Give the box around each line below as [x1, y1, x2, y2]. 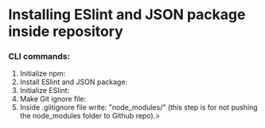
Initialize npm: [19, 69, 66, 79]
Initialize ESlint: [19, 86, 70, 95]
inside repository [8, 22, 123, 41]
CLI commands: [8, 51, 70, 62]
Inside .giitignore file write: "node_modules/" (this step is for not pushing [19, 103, 258, 112]
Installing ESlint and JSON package [8, 6, 246, 24]
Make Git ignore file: [19, 94, 87, 104]
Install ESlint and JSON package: [19, 77, 128, 87]
